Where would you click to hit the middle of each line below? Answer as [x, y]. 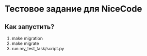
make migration [27, 38]
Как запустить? [29, 27]
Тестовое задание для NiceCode [73, 9]
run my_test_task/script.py [38, 49]
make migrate [25, 43]
